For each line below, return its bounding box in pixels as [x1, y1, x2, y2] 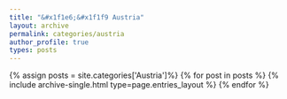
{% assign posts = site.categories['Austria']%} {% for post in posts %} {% [9, 70, 279, 80]
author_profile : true [9, 37, 89, 47]
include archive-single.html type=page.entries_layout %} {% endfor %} [9, 80, 269, 90]
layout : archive [9, 21, 69, 30]
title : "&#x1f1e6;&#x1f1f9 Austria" [9, 12, 144, 22]
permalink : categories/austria [9, 29, 125, 38]
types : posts [9, 46, 58, 55]
